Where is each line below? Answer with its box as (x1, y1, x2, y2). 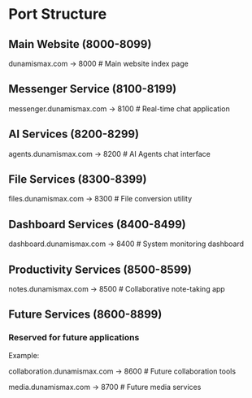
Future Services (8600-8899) (8, 308, 163, 322)
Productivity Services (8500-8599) (8, 262, 193, 276)
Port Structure (8, 5, 107, 24)
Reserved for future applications (8, 332, 140, 344)
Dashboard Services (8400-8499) (8, 217, 186, 231)
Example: (8, 350, 40, 360)
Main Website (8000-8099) (8, 37, 152, 51)
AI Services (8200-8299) (8, 128, 140, 141)
